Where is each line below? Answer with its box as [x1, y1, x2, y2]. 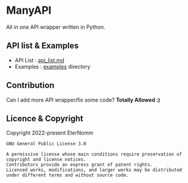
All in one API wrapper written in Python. [6, 23, 105, 30]
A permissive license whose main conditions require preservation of [6, 151, 183, 157]
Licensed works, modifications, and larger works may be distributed [6, 167, 183, 173]
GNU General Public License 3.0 [6, 141, 86, 147]
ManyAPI [6, 4, 52, 17]
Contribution [6, 80, 55, 90]
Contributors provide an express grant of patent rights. [6, 162, 153, 168]
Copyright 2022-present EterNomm [6, 129, 93, 136]
